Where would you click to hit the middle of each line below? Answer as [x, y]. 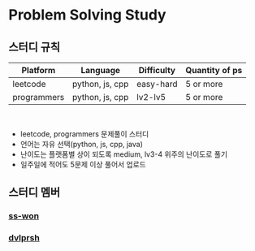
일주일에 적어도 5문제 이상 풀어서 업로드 [83, 164]
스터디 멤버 [35, 193]
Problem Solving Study [87, 15]
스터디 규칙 [35, 47]
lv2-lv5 [151, 97]
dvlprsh [24, 238]
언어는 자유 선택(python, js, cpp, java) [82, 144]
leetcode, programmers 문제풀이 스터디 [84, 134]
